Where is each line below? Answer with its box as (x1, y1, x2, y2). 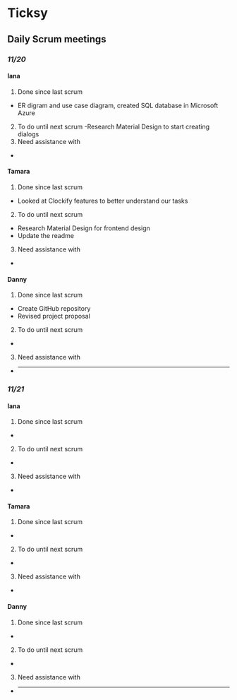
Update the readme (17, 231, 74, 239)
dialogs (17, 129, 39, 138)
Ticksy (7, 5, 48, 21)
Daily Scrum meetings (7, 33, 107, 45)
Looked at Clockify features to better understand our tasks (17, 196, 188, 205)
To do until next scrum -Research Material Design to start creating (17, 122, 210, 131)
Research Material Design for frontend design (17, 224, 150, 232)
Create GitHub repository (17, 304, 91, 313)
